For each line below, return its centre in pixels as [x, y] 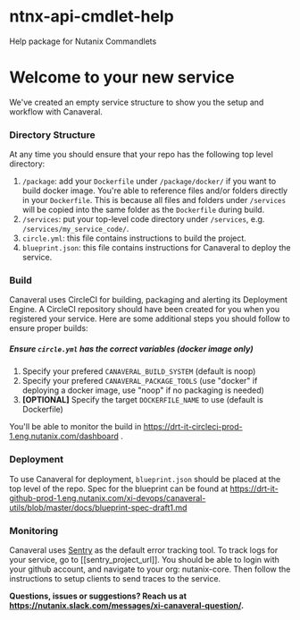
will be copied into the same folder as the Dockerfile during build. [143, 210]
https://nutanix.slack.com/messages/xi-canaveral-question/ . [126, 606]
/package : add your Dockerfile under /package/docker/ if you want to [149, 182]
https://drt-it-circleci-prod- [193, 427]
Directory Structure [52, 134]
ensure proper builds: [49, 328]
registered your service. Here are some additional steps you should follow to [150, 318]
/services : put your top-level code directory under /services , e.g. [143, 219]
